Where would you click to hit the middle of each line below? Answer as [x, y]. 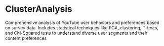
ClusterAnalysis [39, 9]
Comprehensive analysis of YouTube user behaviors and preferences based [82, 23]
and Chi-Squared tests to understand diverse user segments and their [76, 33]
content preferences [26, 38]
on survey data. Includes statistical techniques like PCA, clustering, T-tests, [82, 27]
